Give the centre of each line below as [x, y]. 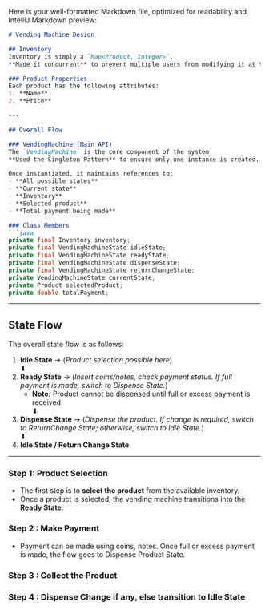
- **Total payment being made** [62, 211]
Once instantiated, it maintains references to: [91, 174]
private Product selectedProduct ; [66, 285]
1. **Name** [28, 94]
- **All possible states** [53, 181]
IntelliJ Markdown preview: [53, 20]
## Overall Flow [35, 130]
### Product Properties [48, 79]
